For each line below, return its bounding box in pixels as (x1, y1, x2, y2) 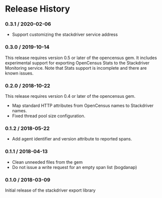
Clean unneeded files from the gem (12, 159, 83, 165)
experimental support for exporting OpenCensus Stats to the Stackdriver (5, 60, 150, 66)
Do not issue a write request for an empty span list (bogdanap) (12, 164, 137, 170)
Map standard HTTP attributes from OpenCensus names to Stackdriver (12, 103, 154, 108)
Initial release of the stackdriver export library (5, 187, 96, 193)
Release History (5, 3, 70, 15)
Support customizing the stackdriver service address (12, 31, 118, 37)
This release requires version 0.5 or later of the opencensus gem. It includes (5, 55, 157, 61)
